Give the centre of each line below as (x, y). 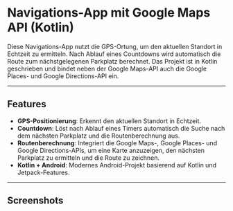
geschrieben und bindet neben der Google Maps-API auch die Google (107, 68)
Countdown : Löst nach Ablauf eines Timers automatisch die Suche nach (121, 128)
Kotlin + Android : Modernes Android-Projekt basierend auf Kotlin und (117, 165)
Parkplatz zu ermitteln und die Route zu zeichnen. (88, 158)
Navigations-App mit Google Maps (109, 13)
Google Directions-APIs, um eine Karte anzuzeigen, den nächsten (111, 150)
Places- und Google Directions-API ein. (63, 76)
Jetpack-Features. (43, 172)
